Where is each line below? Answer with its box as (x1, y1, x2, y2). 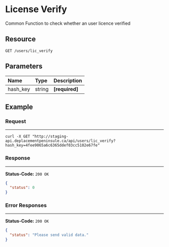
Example (5, 103, 33, 111)
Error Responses (5, 202, 47, 209)
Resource (5, 35, 36, 43)
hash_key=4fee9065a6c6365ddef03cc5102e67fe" (5, 143, 100, 148)
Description (53, 77, 82, 84)
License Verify (5, 4, 67, 15)
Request (5, 118, 26, 125)
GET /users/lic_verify (5, 48, 53, 54)
